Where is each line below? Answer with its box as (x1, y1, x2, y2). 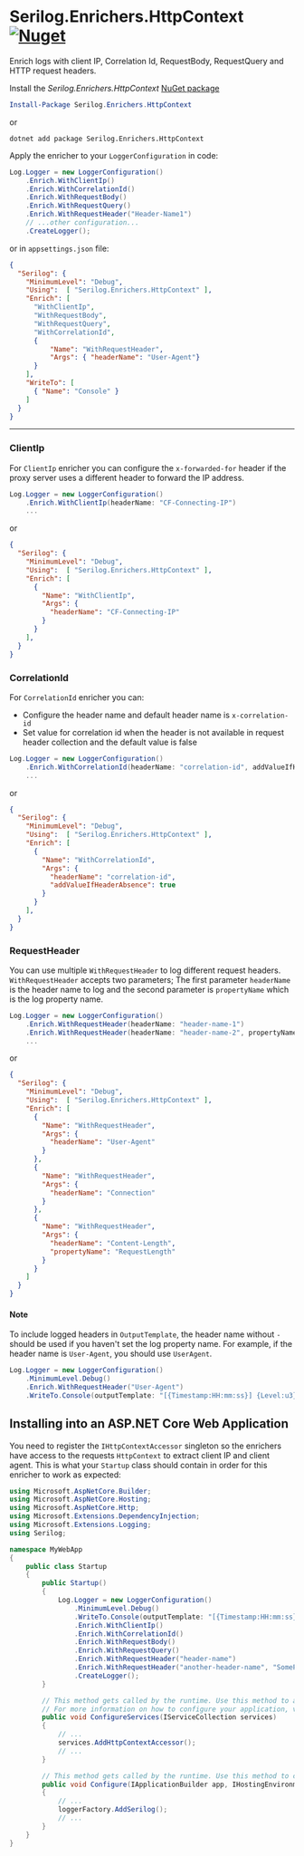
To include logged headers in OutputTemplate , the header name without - (9, 1329, 281, 1340)
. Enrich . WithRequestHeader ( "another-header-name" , (73, 1663, 270, 1672)
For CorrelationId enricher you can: (9, 691, 145, 703)
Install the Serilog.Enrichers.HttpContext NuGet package (9, 82, 220, 93)
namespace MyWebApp (9, 1544, 83, 1554)
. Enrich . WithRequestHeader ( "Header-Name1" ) (25, 210, 193, 219)
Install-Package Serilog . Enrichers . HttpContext (9, 100, 193, 110)
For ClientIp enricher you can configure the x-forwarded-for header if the (9, 462, 287, 473)
